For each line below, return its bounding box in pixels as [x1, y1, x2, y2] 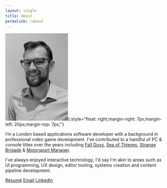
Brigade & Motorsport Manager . [5, 147, 71, 153]
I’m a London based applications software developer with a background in [5, 131, 158, 137]
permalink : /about [5, 19, 44, 24]
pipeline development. [5, 167, 51, 173]
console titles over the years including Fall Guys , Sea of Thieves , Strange [5, 142, 156, 148]
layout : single [5, 8, 37, 13]
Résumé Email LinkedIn [5, 177, 53, 183]
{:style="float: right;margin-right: [68, 116, 136, 122]
